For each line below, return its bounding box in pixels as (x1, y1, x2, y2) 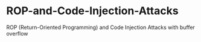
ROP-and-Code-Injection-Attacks (6, 4, 179, 18)
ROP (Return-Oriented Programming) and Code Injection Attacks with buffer (6, 24, 195, 31)
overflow (6, 30, 28, 37)
